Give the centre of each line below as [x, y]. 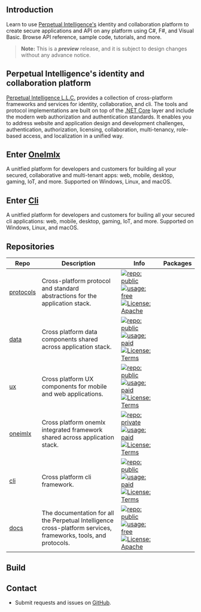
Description [78, 263]
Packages [177, 263]
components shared [70, 340]
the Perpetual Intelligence [77, 520]
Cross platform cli [66, 477]
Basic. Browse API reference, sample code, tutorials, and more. [84, 37]
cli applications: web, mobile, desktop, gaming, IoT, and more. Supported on [100, 222]
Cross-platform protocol [76, 281]
